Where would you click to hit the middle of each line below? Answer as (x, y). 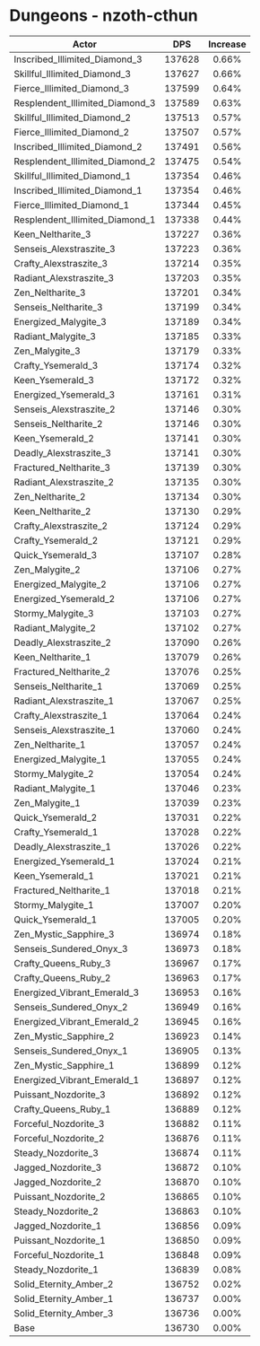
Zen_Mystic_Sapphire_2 (64, 1036)
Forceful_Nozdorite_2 (59, 1138)
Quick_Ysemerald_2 (56, 817)
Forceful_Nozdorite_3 (59, 1123)
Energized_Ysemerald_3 (65, 394)
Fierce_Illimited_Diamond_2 (72, 132)
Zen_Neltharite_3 (50, 293)
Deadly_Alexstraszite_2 (63, 642)
